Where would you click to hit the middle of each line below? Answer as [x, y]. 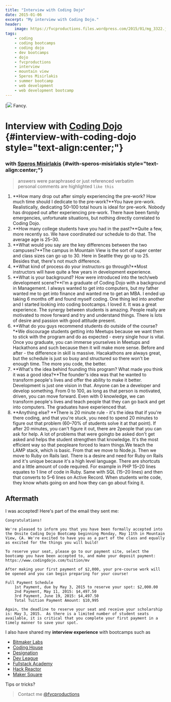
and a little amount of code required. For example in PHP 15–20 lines [84, 466]
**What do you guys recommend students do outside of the [76, 326]
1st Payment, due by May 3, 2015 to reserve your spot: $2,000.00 [86, 587]
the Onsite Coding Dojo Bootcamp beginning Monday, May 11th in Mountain [85, 534]
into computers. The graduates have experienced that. [70, 407]
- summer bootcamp [34, 81]
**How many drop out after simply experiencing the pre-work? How [84, 196]
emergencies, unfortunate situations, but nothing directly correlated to [86, 218]
